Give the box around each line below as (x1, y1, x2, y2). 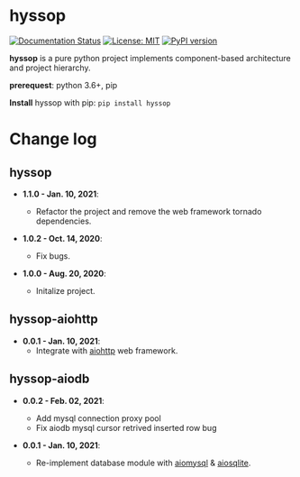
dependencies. (35, 216, 92, 226)
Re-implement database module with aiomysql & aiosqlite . (35, 457, 251, 468)
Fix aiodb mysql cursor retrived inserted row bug (35, 422, 217, 433)
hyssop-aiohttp (9, 312, 99, 327)
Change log (9, 129, 97, 150)
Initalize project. (35, 285, 96, 296)
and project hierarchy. (9, 62, 92, 73)
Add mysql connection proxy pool (35, 412, 162, 424)
